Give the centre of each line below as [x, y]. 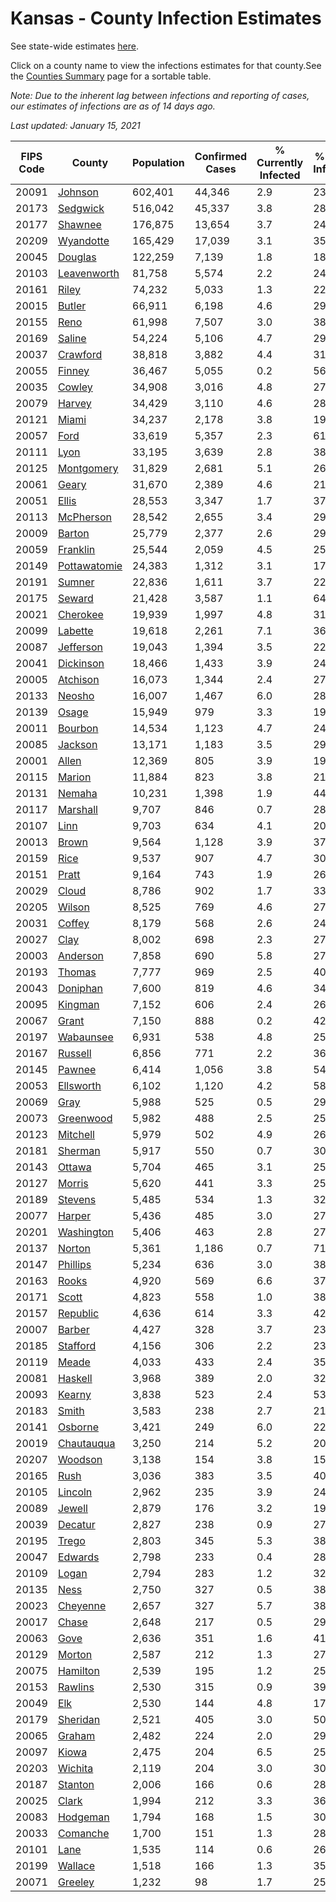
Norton [74, 1248]
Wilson [73, 907]
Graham [76, 1735]
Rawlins [76, 1687]
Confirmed [221, 156]
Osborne [78, 1427]
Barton [73, 533]
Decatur [76, 1524]
